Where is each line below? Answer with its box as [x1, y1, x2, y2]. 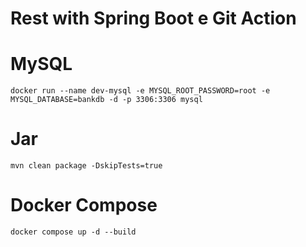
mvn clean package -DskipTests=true [10, 161, 163, 171]
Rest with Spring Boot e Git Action [10, 7, 297, 30]
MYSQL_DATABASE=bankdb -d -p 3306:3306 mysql [10, 95, 203, 105]
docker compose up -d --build [10, 227, 137, 237]
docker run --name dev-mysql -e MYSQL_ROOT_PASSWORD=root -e [10, 86, 271, 96]
